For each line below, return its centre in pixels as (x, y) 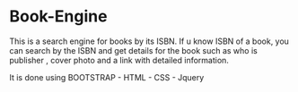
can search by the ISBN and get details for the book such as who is (133, 50)
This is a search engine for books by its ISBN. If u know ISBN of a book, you (149, 41)
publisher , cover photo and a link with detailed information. (119, 60)
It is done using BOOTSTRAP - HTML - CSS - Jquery (107, 77)
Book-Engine (58, 17)
